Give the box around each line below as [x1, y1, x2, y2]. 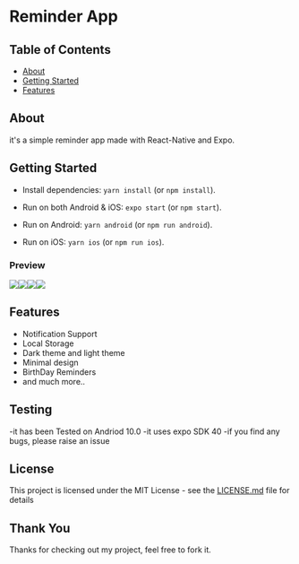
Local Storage [21, 338, 74, 349]
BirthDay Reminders [21, 366, 97, 377]
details [9, 495, 34, 506]
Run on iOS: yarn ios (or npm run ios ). [21, 236, 165, 247]
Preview [9, 258, 46, 271]
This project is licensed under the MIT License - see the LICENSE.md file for [9, 485, 290, 496]
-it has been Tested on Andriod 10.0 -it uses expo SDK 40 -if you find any [9, 426, 280, 437]
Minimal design [21, 357, 79, 368]
